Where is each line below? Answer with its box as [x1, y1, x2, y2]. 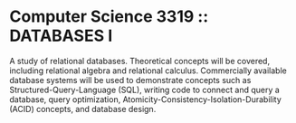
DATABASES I [9, 25, 113, 46]
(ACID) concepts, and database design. [9, 103, 157, 114]
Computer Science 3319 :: [9, 6, 209, 27]
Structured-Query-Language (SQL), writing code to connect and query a [9, 84, 281, 95]
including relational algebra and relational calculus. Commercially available [9, 65, 287, 76]
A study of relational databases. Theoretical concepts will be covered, [9, 55, 270, 66]
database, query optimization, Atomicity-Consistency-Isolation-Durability [9, 93, 282, 105]
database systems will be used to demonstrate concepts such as [9, 74, 252, 85]
